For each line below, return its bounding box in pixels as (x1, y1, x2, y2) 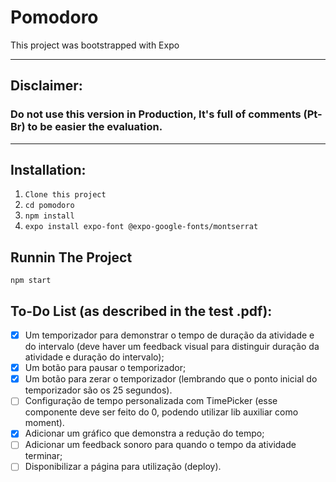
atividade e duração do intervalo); (24, 351, 165, 363)
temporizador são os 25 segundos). (24, 384, 173, 396)
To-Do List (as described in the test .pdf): (10, 302, 273, 320)
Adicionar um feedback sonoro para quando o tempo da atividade (24, 439, 297, 451)
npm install (24, 211, 75, 221)
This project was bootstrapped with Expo (10, 39, 180, 51)
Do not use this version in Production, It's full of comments (10, 107, 302, 121)
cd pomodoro (24, 201, 75, 211)
